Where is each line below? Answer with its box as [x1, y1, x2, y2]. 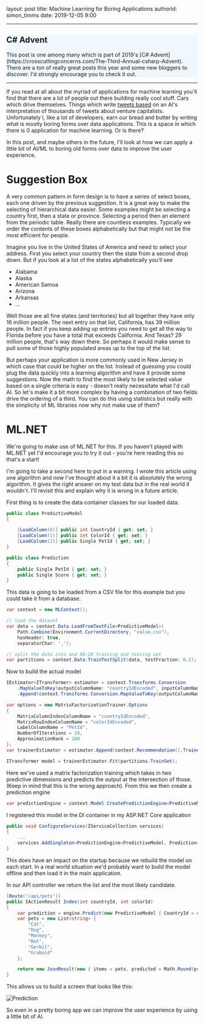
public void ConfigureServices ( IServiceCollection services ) [6, 823, 165, 829]
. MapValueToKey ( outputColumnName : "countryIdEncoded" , [17, 685, 159, 692]
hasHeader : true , [17, 635, 61, 641]
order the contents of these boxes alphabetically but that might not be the [6, 225, 191, 232]
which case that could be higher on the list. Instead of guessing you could [6, 362, 191, 370]
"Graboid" [28, 950, 53, 956]
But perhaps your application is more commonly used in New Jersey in [6, 356, 183, 364]
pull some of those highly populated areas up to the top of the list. [6, 344, 171, 351]
